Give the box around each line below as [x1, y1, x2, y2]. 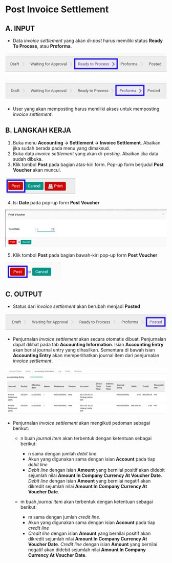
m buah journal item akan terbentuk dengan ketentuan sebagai [20, 498, 153, 505]
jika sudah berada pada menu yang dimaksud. [12, 145, 110, 151]
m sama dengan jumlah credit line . [28, 514, 101, 520]
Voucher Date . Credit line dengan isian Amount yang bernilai [28, 541, 158, 547]
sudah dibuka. [12, 156, 43, 162]
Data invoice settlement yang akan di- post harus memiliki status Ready [12, 37, 163, 44]
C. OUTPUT [5, 289, 42, 298]
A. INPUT [5, 24, 35, 33]
